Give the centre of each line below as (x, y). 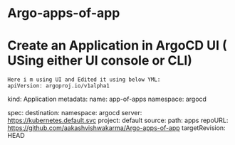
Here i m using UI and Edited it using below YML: (84, 80)
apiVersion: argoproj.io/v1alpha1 (59, 86)
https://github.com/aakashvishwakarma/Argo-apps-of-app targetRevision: (116, 128)
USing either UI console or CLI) (100, 61)
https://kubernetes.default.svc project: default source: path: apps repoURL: (118, 120)
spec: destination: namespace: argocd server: (75, 113)
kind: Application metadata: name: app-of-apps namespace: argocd (107, 99)
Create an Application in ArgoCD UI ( (117, 46)
